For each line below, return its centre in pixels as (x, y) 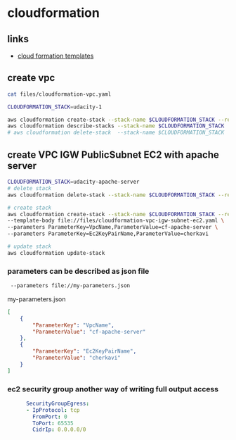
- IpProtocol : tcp (53, 410)
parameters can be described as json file (78, 271)
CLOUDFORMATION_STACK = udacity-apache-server (73, 182)
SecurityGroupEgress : (58, 403)
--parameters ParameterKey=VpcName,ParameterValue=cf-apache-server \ (113, 227)
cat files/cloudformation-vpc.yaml (59, 94)
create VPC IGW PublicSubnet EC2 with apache (113, 155)
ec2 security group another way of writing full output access (113, 389)
